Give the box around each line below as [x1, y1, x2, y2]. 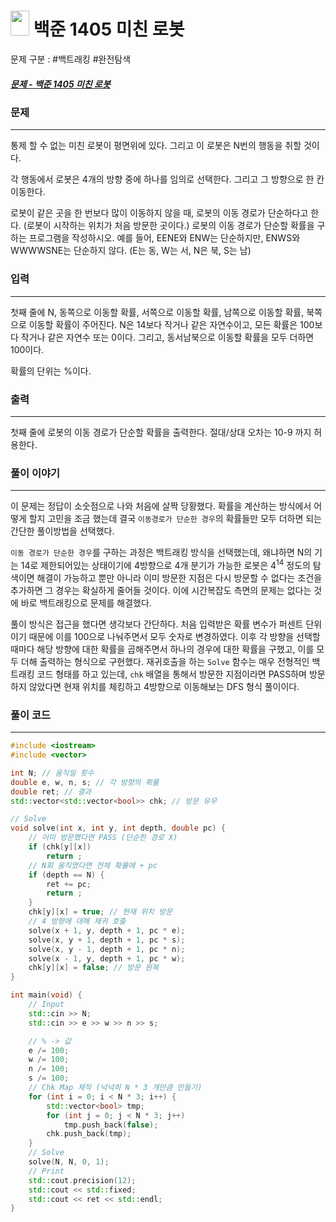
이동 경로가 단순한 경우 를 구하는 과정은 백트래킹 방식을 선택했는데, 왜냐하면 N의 [10, 546, 313, 559]
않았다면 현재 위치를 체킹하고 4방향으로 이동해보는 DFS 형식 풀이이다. [28, 680, 300, 692]
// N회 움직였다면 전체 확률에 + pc [28, 860, 158, 870]
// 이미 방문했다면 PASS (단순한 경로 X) [28, 833, 178, 843]
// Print [28, 1166, 65, 1176]
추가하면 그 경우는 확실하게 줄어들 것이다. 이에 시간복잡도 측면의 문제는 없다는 [10, 584, 312, 596]
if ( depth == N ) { [28, 870, 105, 880]
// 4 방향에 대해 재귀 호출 [28, 916, 127, 926]
